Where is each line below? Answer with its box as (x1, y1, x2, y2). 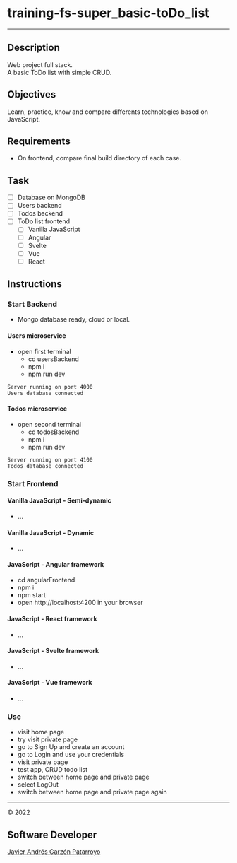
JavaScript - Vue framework (7, 679, 92, 687)
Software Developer (7, 828, 97, 840)
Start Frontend (7, 479, 59, 488)
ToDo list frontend (17, 217, 71, 225)
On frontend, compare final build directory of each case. (17, 154, 182, 163)
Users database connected (7, 389, 83, 397)
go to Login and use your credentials (17, 751, 125, 759)
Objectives (7, 88, 56, 100)
